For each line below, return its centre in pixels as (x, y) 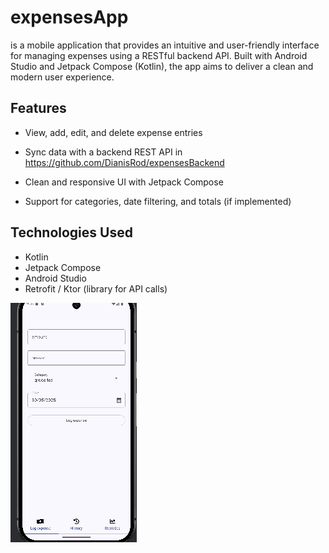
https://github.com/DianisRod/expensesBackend (124, 162)
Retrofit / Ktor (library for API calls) (96, 288)
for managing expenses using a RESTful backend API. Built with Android (159, 55)
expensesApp (69, 17)
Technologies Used (71, 232)
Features (38, 108)
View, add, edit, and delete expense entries (113, 132)
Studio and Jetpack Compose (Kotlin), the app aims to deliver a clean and (162, 66)
